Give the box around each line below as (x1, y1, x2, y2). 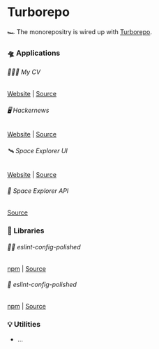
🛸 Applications (7, 48, 61, 58)
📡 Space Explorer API (7, 187, 69, 195)
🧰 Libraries (7, 226, 45, 235)
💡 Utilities (7, 319, 40, 329)
